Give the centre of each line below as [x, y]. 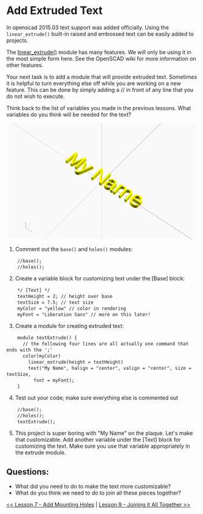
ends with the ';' [29, 350]
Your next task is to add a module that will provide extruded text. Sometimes [102, 77]
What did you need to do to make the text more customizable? [93, 487]
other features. [25, 65]
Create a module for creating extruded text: [69, 326]
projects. [17, 40]
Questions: [28, 472]
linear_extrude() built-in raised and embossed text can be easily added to [100, 33]
